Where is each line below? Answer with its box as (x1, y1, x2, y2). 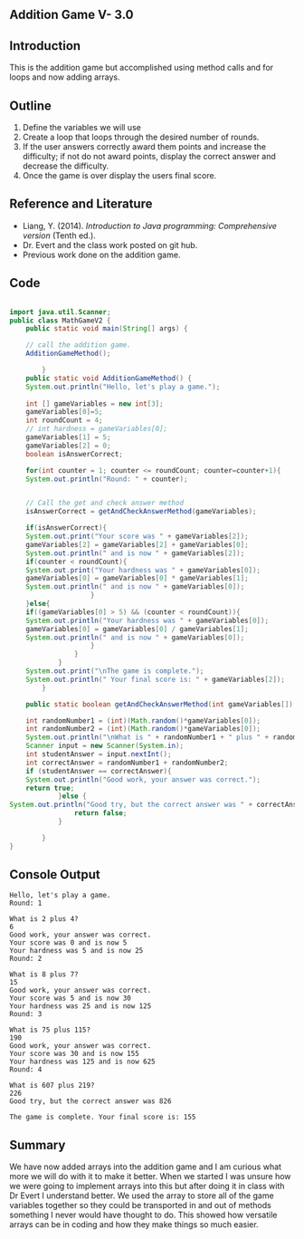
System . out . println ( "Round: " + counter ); (25, 475, 188, 484)
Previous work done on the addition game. (22, 249, 181, 260)
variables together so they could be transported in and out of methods (9, 1200, 271, 1211)
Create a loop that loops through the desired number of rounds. (22, 131, 260, 143)
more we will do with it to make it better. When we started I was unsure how (9, 1171, 291, 1182)
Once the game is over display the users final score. (22, 170, 217, 181)
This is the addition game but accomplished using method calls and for (9, 62, 274, 73)
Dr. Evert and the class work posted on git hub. (22, 239, 198, 250)
